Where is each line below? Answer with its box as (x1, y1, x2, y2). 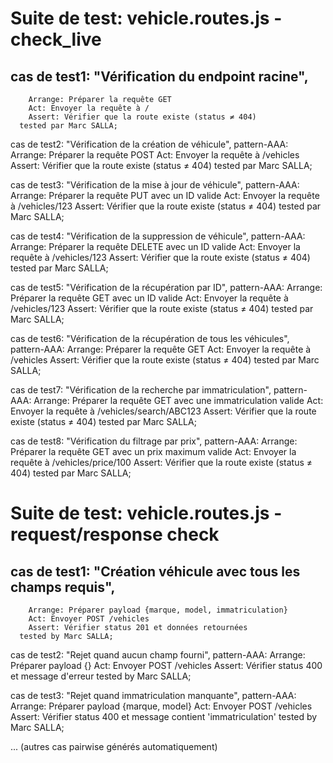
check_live (10, 28, 102, 51)
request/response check (10, 523, 220, 546)
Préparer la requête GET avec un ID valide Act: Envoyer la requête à (10, 292, 289, 304)
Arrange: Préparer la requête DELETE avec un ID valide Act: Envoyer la (10, 241, 301, 252)
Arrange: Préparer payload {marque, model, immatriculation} (28, 605, 288, 615)
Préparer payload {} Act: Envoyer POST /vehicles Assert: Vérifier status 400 (10, 660, 323, 671)
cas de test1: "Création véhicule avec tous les (10, 563, 301, 580)
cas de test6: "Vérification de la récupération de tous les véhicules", (10, 333, 290, 344)
